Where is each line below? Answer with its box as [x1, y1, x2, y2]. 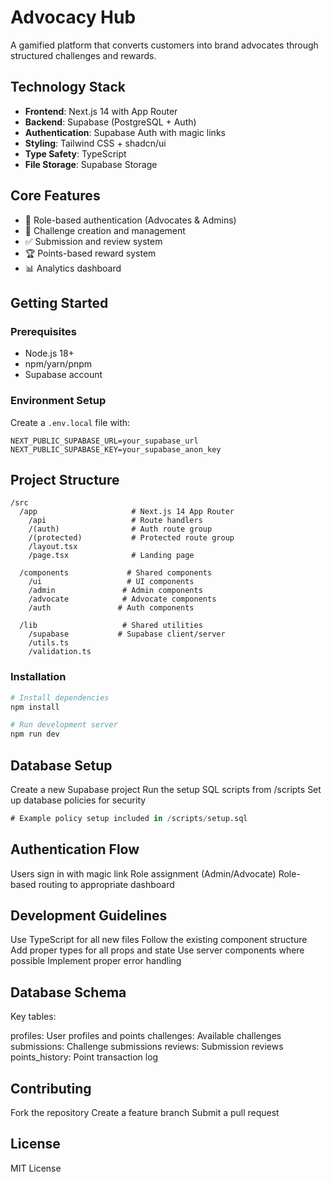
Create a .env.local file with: [10, 416, 131, 428]
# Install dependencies [10, 692, 110, 703]
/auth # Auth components [28, 603, 195, 613]
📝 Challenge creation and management [24, 224, 186, 236]
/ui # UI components [28, 577, 195, 587]
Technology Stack [10, 79, 126, 96]
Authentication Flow [10, 841, 140, 858]
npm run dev [10, 729, 60, 740]
